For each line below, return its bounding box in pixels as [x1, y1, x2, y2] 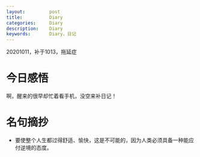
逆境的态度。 [20, 144, 52, 151]
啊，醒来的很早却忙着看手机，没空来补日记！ [6, 92, 117, 99]
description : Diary [6, 25, 63, 32]
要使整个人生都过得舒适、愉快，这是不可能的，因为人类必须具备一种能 [14, 137, 189, 144]
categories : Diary [6, 20, 63, 26]
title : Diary [6, 14, 63, 20]
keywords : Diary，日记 [6, 31, 77, 37]
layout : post [6, 8, 61, 15]
